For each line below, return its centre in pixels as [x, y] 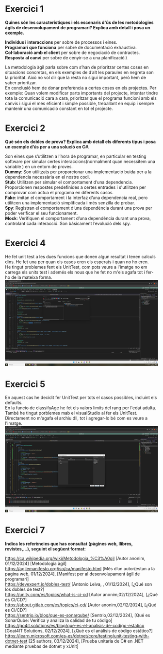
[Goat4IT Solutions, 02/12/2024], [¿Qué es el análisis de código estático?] [79, 631]
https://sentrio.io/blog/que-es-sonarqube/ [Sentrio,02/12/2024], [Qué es [78, 615]
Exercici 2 [25, 128]
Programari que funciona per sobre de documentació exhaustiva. [71, 47]
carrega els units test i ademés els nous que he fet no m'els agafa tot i [75, 272]
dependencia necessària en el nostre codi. [48, 177]
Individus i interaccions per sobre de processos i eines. [61, 42]
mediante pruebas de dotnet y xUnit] [42, 646]
